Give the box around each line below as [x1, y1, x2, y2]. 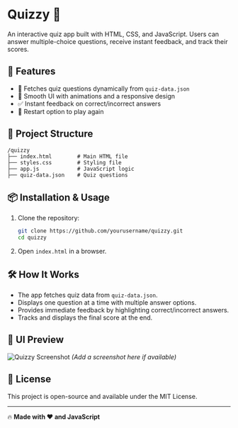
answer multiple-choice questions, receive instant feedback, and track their [7, 37, 228, 45]
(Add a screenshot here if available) [71, 352, 177, 361]
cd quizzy [17, 234, 47, 242]
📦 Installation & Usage [7, 191, 110, 203]
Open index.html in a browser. [17, 247, 107, 256]
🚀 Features [7, 65, 56, 77]
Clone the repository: [17, 214, 80, 223]
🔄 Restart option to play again [17, 107, 104, 116]
